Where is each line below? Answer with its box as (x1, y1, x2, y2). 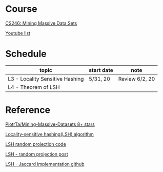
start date (89, 66, 114, 73)
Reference (5, 104, 50, 116)
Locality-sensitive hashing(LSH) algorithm (5, 131, 94, 137)
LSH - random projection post (5, 151, 68, 157)
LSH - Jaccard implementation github (5, 161, 85, 167)
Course (5, 3, 37, 15)
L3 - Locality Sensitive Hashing (8, 75, 84, 82)
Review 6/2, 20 (118, 75, 155, 82)
